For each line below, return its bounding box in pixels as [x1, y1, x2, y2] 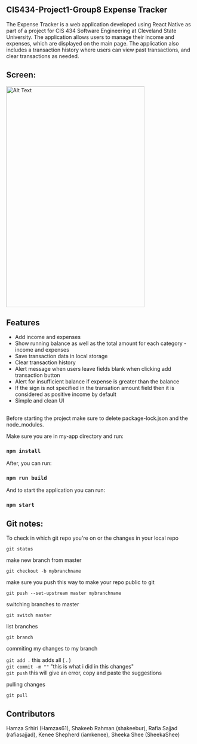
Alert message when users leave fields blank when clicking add [14, 365, 171, 373]
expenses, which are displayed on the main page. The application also [6, 40, 179, 47]
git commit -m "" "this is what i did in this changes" [6, 663, 134, 670]
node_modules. [6, 421, 44, 428]
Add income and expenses [14, 334, 81, 341]
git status [6, 546, 33, 552]
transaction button [14, 371, 61, 379]
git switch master [6, 612, 52, 619]
